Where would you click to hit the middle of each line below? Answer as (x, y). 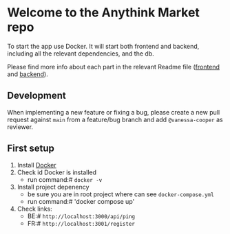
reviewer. (20, 127)
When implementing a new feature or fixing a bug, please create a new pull (114, 112)
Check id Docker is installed (57, 172)
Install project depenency (53, 187)
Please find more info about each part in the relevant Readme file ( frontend (114, 67)
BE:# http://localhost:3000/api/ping (81, 216)
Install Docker (36, 165)
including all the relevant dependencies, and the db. (81, 54)
